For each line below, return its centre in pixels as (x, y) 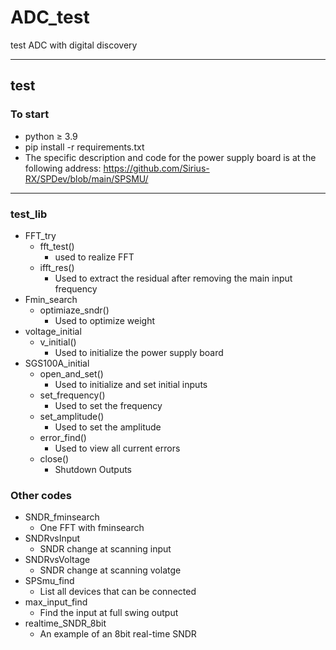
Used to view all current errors (117, 448)
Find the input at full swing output (109, 613)
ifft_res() (57, 267)
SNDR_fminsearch (62, 517)
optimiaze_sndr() (74, 310)
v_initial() (58, 342)
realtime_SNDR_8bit (65, 623)
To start (30, 114)
